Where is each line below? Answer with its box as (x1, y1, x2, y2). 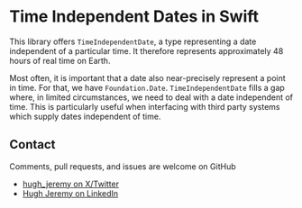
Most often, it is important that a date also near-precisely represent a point (9, 72, 286, 83)
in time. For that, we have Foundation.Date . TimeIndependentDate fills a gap (9, 82, 286, 93)
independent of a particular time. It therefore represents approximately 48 (9, 45, 284, 56)
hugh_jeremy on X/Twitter (22, 178, 120, 189)
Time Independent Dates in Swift (9, 6, 260, 27)
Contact (9, 137, 56, 152)
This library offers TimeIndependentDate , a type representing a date (9, 36, 257, 47)
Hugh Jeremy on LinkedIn (22, 187, 119, 199)
